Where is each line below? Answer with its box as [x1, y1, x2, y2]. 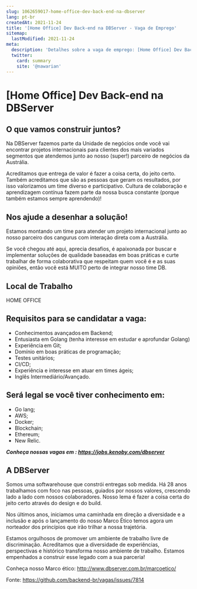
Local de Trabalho [6, 281, 73, 291]
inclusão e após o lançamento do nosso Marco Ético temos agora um [6, 517, 173, 524]
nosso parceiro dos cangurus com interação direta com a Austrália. [6, 234, 169, 241]
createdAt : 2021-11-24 [6, 19, 62, 25]
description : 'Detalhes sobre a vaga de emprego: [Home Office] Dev [11, 47, 182, 53]
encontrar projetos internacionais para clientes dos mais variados [6, 146, 164, 153]
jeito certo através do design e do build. [6, 500, 103, 507]
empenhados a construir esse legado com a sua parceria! [6, 554, 145, 561]
